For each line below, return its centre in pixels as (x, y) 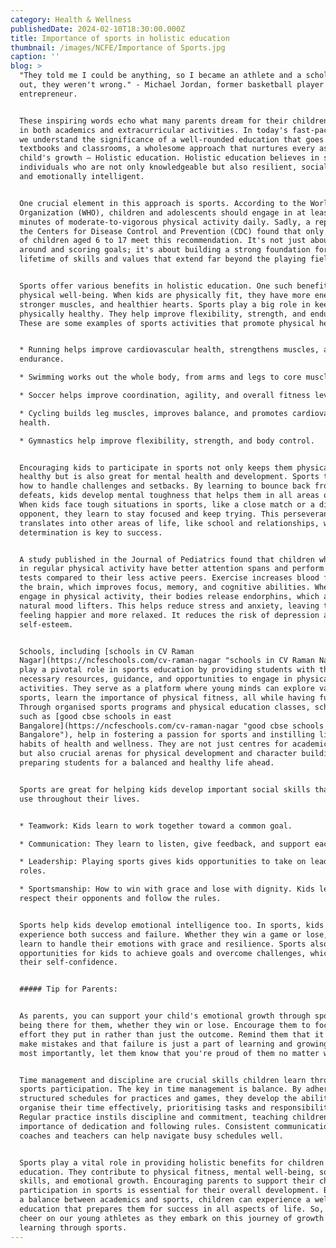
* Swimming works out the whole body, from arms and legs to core (160, 377)
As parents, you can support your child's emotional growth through (165, 1016)
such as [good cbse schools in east (95, 716)
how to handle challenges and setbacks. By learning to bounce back (165, 486)
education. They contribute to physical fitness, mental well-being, (167, 1172)
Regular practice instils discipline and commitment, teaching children (174, 1117)
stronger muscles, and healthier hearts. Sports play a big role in (165, 304)
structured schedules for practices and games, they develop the (158, 1099)
